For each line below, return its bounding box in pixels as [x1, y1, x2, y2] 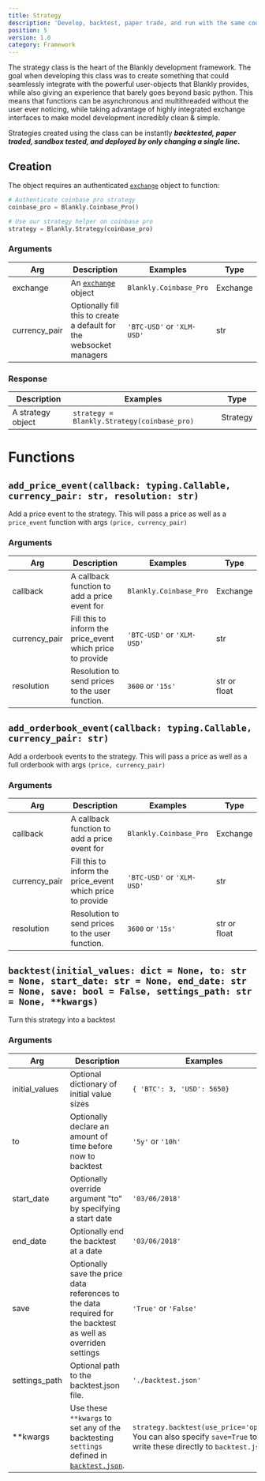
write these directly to [132, 1441, 213, 1452]
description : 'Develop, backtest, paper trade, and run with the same [8, 19, 245, 27]
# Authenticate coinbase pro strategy [8, 195, 136, 204]
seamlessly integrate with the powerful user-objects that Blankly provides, [8, 80, 250, 89]
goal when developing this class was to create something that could [8, 71, 230, 81]
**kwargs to [69, 1412, 112, 1423]
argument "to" [69, 1193, 122, 1204]
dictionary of [69, 1078, 118, 1089]
